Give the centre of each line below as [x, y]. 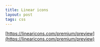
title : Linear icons [27, 10]
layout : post [19, 15]
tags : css [16, 19]
